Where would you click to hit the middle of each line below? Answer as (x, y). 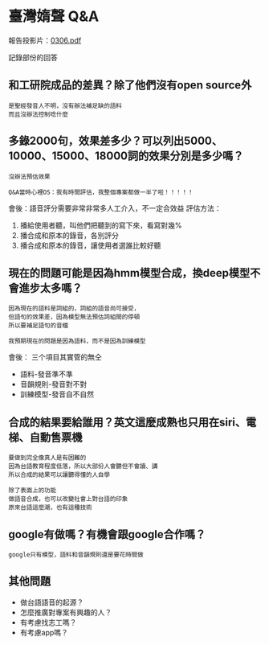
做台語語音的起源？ (52, 602)
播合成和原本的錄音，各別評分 (69, 235)
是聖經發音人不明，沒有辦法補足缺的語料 (65, 105)
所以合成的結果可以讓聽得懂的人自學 (59, 475)
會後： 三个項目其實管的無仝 (55, 357)
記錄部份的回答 (33, 57)
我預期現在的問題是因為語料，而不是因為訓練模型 (77, 341)
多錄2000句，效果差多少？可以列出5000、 (116, 141)
